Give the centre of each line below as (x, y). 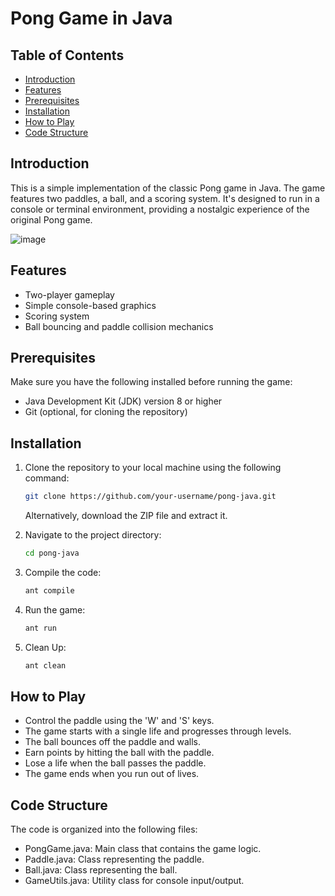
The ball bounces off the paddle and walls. (112, 742)
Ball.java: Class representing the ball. (101, 870)
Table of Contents (67, 55)
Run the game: (55, 609)
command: (47, 478)
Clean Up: (45, 647)
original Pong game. (51, 219)
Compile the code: (63, 572)
